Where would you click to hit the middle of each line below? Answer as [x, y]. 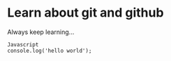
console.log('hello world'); [50, 51]
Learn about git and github [85, 13]
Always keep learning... [41, 32]
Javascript [23, 44]
